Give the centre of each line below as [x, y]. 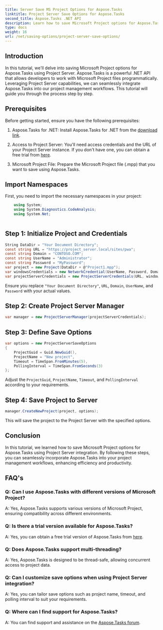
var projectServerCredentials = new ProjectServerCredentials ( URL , [75, 276]
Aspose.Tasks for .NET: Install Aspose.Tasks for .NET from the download [85, 130]
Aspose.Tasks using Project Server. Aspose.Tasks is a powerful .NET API [78, 73]
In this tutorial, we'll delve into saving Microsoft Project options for [71, 68]
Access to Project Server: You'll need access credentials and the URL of [84, 144]
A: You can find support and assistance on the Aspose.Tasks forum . [73, 622]
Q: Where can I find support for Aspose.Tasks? [61, 612]
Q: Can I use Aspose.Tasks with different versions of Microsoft [81, 492]
